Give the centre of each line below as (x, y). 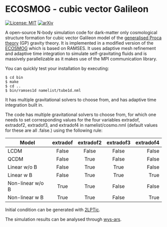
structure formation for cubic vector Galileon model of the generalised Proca (83, 38)
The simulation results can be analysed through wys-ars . (63, 219)
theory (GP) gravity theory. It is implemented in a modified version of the (79, 43)
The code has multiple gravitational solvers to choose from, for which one (81, 114)
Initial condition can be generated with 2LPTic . (53, 210)
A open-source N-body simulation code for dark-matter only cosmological (81, 32)
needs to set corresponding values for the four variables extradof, (73, 119)
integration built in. (24, 105)
